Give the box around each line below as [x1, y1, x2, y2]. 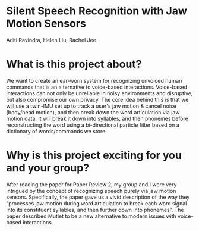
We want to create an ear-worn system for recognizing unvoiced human [6, 77, 182, 84]
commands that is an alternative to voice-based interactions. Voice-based [6, 83, 188, 90]
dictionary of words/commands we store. [6, 127, 107, 135]
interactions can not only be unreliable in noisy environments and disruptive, [6, 89, 193, 96]
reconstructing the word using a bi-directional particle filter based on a [6, 121, 179, 129]
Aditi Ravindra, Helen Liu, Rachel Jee [6, 36, 97, 43]
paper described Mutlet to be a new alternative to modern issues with [6, 213, 176, 220]
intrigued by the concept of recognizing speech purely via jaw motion [6, 187, 176, 194]
